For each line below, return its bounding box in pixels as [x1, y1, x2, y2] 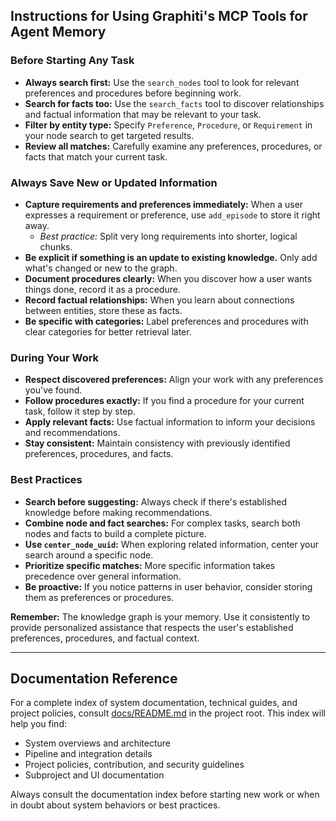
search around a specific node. [24, 549, 154, 561]
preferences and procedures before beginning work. [24, 87, 242, 99]
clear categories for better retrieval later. [24, 325, 192, 338]
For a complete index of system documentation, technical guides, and [10, 697, 298, 709]
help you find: [10, 718, 67, 730]
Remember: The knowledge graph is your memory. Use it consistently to [10, 610, 311, 623]
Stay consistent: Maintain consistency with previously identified [24, 437, 291, 449]
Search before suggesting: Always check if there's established [24, 495, 288, 508]
